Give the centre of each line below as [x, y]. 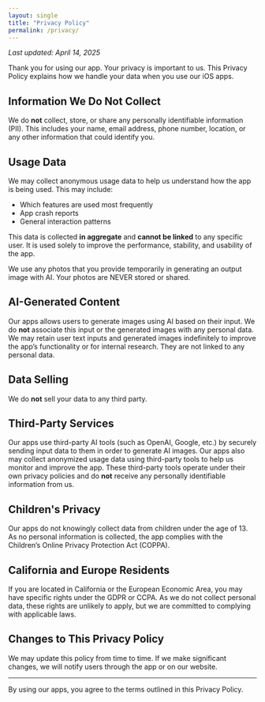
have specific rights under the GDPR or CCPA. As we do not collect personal [132, 598]
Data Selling [38, 380]
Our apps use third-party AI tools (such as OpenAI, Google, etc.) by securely [132, 443]
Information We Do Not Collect [85, 101]
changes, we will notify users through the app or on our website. [113, 666]
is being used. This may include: [60, 189]
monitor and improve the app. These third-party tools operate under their [127, 468]
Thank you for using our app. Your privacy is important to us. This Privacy [128, 68]
